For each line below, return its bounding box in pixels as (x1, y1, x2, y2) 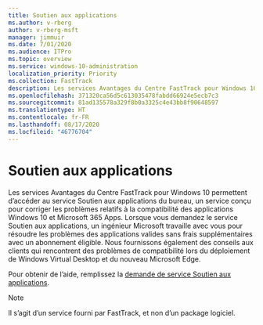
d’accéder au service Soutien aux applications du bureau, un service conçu (8, 196, 252, 205)
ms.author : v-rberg (8, 19, 72, 27)
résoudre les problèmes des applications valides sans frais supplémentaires (8, 229, 253, 239)
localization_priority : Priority (8, 70, 117, 78)
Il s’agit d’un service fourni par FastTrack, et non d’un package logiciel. (8, 308, 236, 317)
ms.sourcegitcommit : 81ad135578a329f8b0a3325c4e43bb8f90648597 (8, 99, 219, 107)
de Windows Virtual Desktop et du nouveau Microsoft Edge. (8, 254, 201, 263)
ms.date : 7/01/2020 (8, 41, 72, 49)
